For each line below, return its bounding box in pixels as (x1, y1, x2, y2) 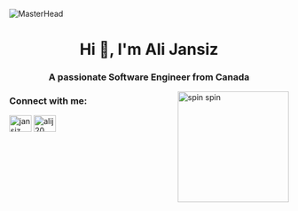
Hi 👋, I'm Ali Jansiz (79, 40, 219, 59)
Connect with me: (9, 95, 88, 107)
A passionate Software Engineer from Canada (48, 71, 250, 83)
